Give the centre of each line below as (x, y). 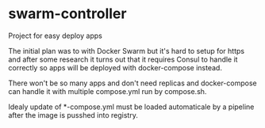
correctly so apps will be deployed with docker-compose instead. (115, 67)
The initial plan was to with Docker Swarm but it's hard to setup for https (126, 51)
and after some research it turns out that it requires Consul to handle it (123, 59)
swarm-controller (67, 14)
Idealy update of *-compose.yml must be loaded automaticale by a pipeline (131, 107)
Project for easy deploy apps (56, 36)
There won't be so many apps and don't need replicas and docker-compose (132, 83)
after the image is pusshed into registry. (73, 115)
